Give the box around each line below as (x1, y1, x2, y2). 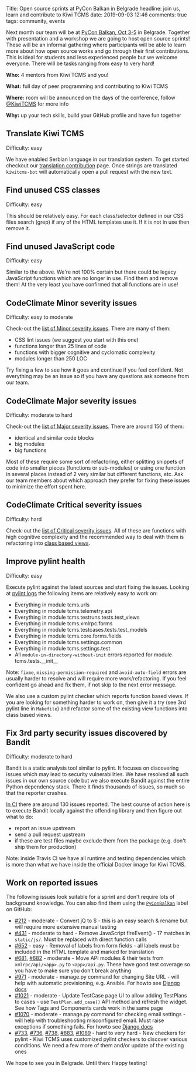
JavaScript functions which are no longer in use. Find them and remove (6, 275, 178, 282)
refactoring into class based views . (6, 540, 91, 547)
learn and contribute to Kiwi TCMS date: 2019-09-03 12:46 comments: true (6, 11, 187, 18)
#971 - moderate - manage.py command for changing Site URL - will (14, 973, 180, 980)
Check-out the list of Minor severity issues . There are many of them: (6, 325, 171, 332)
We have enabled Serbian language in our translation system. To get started (6, 156, 189, 163)
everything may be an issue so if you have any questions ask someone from (6, 373, 190, 380)
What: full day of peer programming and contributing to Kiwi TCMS (6, 83, 169, 90)
